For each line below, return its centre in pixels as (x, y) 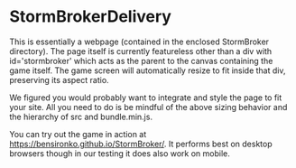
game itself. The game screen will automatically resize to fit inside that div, (148, 70)
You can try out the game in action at (78, 134)
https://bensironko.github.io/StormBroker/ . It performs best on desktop (141, 144)
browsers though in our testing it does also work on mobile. (120, 153)
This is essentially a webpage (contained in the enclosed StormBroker (139, 42)
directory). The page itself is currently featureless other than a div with (141, 51)
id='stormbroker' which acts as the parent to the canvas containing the (141, 61)
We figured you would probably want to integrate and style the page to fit (146, 98)
